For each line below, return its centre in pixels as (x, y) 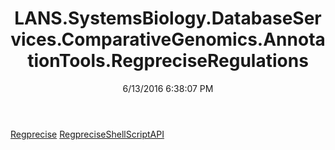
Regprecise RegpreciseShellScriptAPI (87, 134)
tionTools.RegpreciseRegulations (168, 61)
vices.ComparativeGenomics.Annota (168, 39)
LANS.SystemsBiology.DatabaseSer (168, 18)
